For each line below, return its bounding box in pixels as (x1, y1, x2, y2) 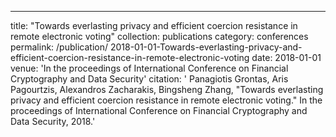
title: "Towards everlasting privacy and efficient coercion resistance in (10, 20, 298, 31)
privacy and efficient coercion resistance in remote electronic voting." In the (10, 94, 323, 106)
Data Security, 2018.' (10, 116, 96, 127)
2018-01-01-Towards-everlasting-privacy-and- (109, 41, 303, 53)
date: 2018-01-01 (251, 52, 322, 63)
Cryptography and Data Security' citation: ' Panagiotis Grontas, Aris (10, 73, 289, 85)
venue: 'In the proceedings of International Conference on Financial (10, 62, 289, 74)
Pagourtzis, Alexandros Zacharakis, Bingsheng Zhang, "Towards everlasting (10, 84, 324, 95)
